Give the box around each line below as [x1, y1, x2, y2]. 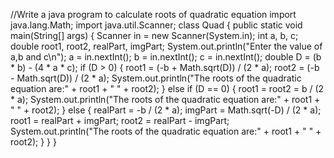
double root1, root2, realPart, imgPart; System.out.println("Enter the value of [10, 40, 323, 52]
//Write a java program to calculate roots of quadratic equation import [10, 9, 297, 20]
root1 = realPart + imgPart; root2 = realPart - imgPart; [10, 115, 230, 126]
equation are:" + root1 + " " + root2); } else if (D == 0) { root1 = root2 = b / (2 [10, 83, 325, 94]
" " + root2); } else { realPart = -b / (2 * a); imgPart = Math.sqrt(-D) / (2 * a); [10, 104, 322, 116]
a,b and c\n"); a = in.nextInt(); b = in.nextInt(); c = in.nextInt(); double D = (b [10, 51, 322, 63]
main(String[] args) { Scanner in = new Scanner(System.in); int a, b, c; [10, 30, 299, 41]
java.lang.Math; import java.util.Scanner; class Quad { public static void [10, 19, 303, 31]
